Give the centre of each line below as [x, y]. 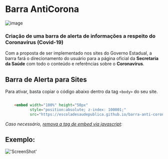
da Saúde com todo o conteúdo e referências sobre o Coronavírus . [75, 64]
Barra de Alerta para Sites [46, 79]
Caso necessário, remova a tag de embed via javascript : [64, 124]
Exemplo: [20, 140]
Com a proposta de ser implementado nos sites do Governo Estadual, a [79, 53]
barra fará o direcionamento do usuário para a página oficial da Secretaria [82, 58]
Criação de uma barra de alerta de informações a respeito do [80, 36]
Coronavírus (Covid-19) [34, 42]
